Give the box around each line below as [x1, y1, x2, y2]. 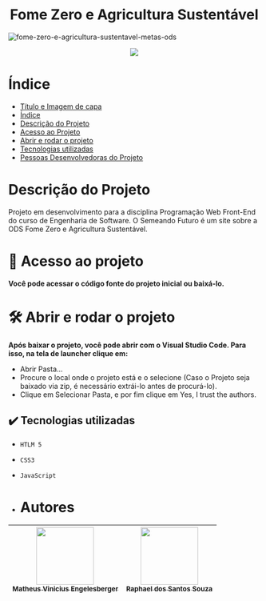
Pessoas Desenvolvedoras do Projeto [19, 152, 144, 162]
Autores [19, 498, 75, 516]
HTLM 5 [19, 440, 42, 449]
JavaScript [19, 471, 57, 479]
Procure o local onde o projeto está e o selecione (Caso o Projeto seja [19, 372, 250, 382]
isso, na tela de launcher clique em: [8, 348, 129, 358]
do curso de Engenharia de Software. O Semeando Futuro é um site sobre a [8, 215, 258, 225]
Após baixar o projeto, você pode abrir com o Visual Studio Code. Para [8, 340, 246, 350]
